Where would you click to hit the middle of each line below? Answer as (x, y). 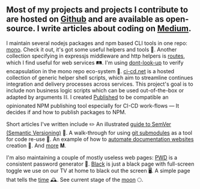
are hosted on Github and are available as (85, 19)
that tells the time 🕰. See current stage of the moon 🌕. (75, 179)
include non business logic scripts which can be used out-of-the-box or (95, 90)
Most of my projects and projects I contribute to (97, 10)
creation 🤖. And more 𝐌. (36, 145)
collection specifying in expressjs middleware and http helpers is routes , (95, 56)
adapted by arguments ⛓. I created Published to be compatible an (88, 97)
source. (21, 28)
